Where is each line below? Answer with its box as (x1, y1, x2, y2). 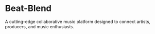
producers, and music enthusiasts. (5, 23, 74, 29)
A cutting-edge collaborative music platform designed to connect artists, (5, 19, 151, 24)
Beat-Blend (5, 3, 52, 14)
